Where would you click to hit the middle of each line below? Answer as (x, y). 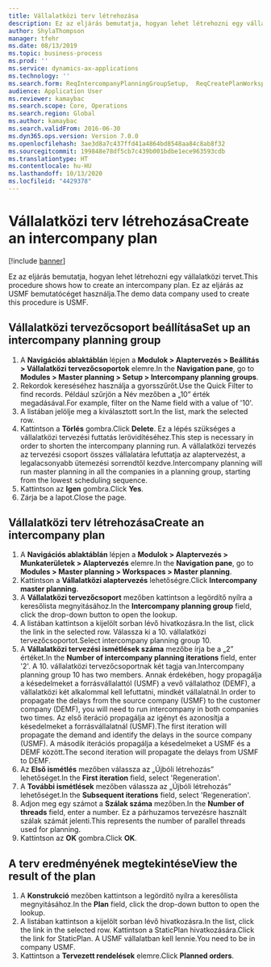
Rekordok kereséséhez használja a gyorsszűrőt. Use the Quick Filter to (137, 386)
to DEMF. (35, 761)
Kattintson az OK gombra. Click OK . (78, 838)
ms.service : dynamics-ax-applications (73, 69)
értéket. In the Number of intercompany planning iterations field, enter (138, 658)
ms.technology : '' (39, 76)
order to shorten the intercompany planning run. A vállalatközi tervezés (138, 445)
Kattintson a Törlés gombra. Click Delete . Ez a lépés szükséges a (128, 429)
